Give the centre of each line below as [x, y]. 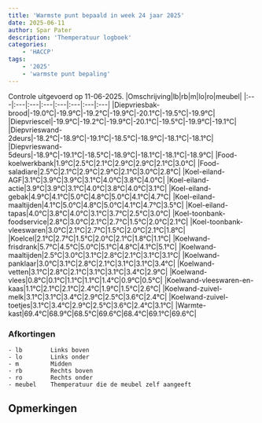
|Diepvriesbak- [136, 105]
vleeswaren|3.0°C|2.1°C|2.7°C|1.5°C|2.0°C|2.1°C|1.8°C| [97, 230]
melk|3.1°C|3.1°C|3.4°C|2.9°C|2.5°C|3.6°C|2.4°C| [88, 296]
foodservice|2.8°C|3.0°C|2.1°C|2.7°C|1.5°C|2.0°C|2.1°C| [98, 222]
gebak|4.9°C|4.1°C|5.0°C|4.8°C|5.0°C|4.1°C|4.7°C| [90, 197]
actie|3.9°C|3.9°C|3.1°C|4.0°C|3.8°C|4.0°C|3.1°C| [88, 188]
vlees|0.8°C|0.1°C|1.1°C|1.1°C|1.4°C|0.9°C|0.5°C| [85, 280]
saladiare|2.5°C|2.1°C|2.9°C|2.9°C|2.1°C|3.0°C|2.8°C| [94, 171]
